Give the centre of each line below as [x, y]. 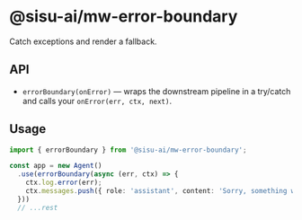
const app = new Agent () [56, 166]
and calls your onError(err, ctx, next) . [97, 101]
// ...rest [38, 207]
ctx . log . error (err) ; [64, 183]
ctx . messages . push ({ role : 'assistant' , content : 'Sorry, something [156, 191]
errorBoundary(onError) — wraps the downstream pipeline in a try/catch [156, 91]
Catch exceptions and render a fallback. [83, 41]
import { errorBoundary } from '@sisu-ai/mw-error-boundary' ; [128, 150]
